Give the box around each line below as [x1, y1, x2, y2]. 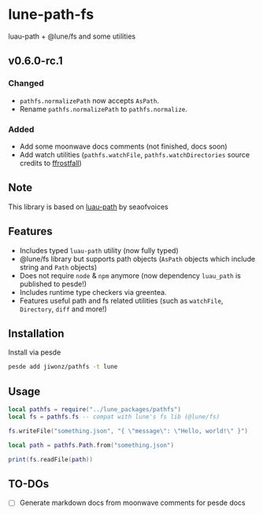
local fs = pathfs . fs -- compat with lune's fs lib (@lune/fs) [8, 413, 220, 421]
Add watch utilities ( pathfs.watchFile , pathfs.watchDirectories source [19, 149, 250, 159]
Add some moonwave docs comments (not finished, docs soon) [19, 142, 228, 151]
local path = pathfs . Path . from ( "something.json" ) [8, 441, 175, 449]
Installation [8, 326, 65, 340]
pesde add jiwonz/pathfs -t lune [8, 363, 118, 371]
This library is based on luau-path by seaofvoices [8, 202, 169, 212]
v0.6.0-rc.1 [8, 54, 63, 68]
